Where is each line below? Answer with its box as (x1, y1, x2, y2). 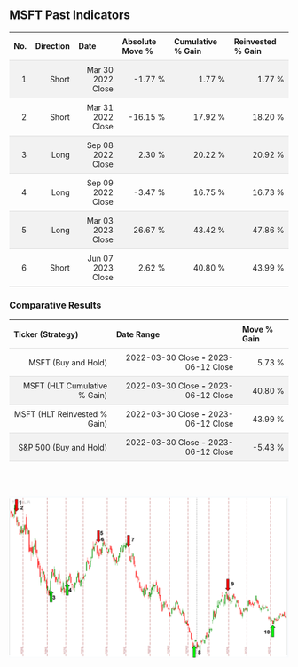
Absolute (122, 35, 157, 47)
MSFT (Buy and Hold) (27, 357, 108, 367)
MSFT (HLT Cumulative (22, 381, 108, 391)
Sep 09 (86, 177, 114, 188)
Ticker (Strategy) (13, 328, 79, 340)
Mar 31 (86, 102, 114, 113)
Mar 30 (86, 64, 114, 75)
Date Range (115, 328, 161, 340)
